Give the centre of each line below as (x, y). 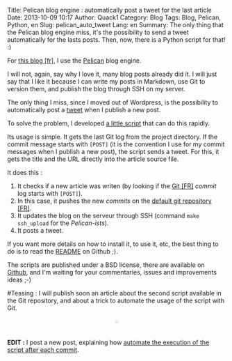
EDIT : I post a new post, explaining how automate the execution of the (108, 342)
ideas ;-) (19, 279)
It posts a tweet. (40, 230)
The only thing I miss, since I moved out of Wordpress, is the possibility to (113, 102)
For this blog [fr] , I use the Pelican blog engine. (74, 61)
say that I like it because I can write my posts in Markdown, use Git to (106, 82)
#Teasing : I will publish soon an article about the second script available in (115, 293)
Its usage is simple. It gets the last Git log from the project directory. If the (113, 137)
